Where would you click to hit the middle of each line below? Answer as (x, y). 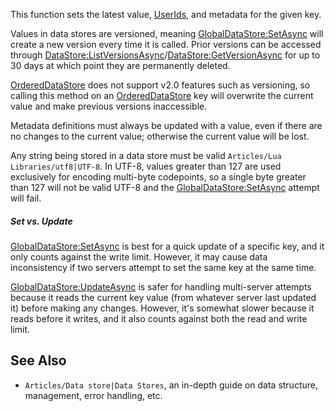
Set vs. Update (41, 221)
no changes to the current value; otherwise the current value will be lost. (160, 136)
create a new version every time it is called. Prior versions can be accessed (166, 44)
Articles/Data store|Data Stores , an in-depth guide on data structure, (171, 385)
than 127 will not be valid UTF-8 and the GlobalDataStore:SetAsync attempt (165, 187)
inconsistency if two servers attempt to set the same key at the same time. (163, 267)
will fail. (26, 198)
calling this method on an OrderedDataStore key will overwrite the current (162, 95)
